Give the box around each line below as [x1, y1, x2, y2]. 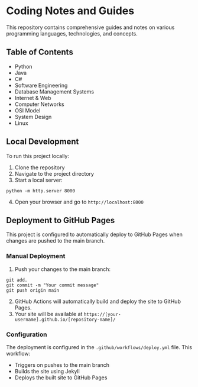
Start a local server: [14, 176, 63, 183]
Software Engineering [14, 82, 68, 89]
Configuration [6, 330, 47, 338]
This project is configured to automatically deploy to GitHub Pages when [6, 231, 183, 238]
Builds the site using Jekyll [14, 367, 80, 375]
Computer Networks [14, 101, 65, 108]
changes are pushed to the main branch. [6, 237, 105, 244]
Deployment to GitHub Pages [6, 215, 115, 225]
